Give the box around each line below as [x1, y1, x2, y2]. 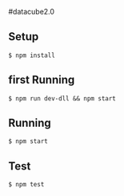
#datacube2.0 [8, 7, 54, 16]
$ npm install [8, 51, 56, 59]
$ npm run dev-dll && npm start [8, 94, 116, 103]
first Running [8, 73, 75, 87]
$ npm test [8, 181, 45, 189]
